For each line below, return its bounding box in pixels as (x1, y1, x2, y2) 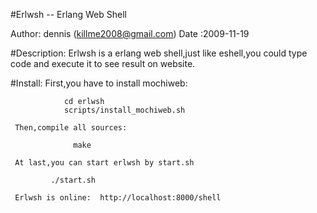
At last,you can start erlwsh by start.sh (14, 158, 195, 168)
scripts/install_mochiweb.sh (63, 105, 186, 115)
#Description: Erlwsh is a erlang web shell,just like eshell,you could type (10, 47, 308, 59)
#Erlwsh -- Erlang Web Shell (10, 9, 127, 20)
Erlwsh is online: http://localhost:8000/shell (14, 193, 222, 203)
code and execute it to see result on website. (10, 58, 196, 69)
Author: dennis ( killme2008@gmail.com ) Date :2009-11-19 (10, 28, 250, 39)
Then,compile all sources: (14, 123, 128, 133)
